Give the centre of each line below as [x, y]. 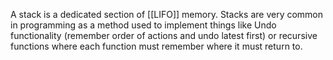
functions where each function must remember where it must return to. [156, 46]
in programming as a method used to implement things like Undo [143, 25]
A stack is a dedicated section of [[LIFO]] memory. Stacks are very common [167, 14]
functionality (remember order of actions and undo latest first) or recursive [164, 35]
